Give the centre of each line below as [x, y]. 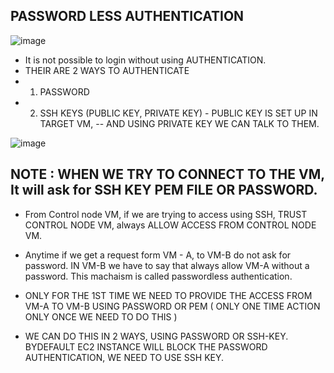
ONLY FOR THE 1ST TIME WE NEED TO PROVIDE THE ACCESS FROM [168, 295]
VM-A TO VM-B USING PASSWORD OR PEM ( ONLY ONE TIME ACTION [172, 306]
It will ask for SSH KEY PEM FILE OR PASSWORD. [164, 190]
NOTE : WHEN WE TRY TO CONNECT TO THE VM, [167, 174]
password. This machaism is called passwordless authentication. [158, 276]
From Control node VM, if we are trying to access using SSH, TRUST [166, 214]
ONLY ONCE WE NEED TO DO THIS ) [101, 316]
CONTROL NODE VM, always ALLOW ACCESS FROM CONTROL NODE [170, 225]
